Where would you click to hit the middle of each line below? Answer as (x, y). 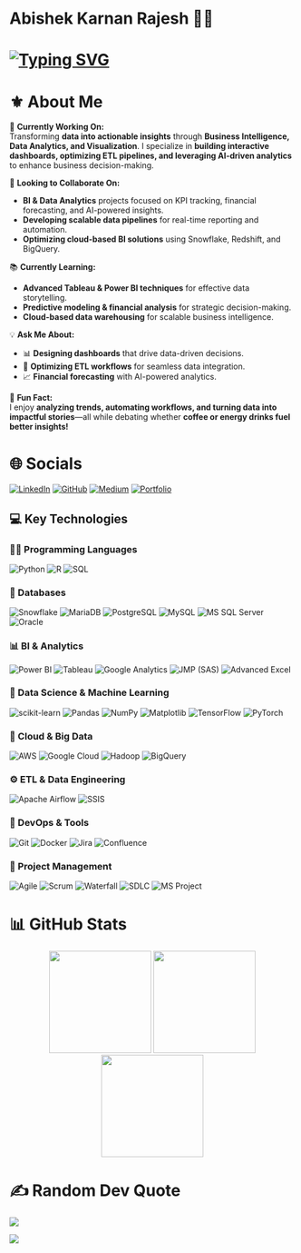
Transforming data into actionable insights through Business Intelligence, (150, 136)
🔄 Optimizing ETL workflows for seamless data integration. (134, 366)
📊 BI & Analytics (47, 646)
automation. (45, 230)
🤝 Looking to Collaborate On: (65, 183)
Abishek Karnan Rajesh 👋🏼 (112, 19)
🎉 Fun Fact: (31, 398)
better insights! (39, 427)
